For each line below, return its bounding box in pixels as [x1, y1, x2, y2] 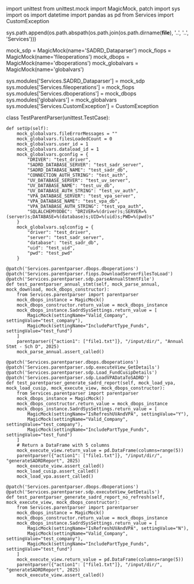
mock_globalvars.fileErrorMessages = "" [17, 131, 118, 137]
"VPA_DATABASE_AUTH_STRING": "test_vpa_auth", [27, 204, 144, 210]
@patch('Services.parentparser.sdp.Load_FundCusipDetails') [6, 370, 158, 376]
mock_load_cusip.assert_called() [17, 468, 99, 474]
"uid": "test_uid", [27, 245, 76, 251]
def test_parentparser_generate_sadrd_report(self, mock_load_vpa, [6, 380, 176, 386]
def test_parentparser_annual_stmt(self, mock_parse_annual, [6, 281, 160, 287]
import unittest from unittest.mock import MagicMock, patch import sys [6, 5, 180, 12]
